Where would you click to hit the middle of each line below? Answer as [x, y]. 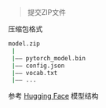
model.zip [24, 44]
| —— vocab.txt [35, 73]
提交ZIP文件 [47, 12]
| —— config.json [38, 66]
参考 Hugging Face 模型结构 [53, 96]
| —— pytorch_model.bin [49, 58]
